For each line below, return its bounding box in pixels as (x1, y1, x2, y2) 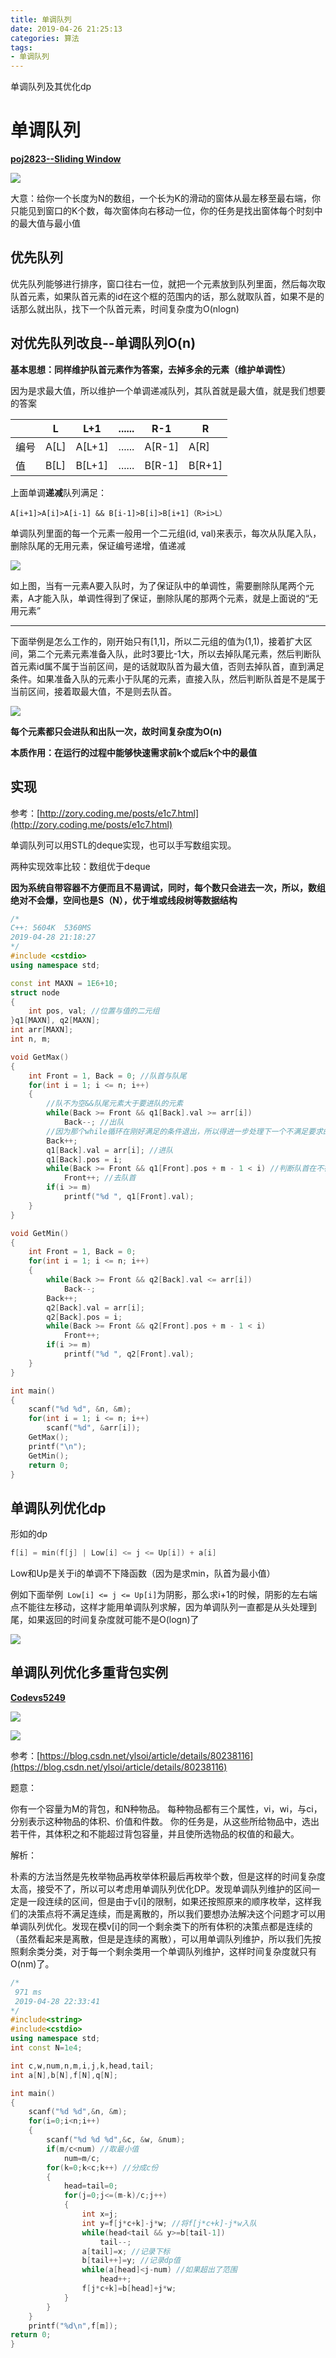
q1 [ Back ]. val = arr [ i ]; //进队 (46, 1145, 174, 1155)
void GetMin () (10, 1228, 70, 1238)
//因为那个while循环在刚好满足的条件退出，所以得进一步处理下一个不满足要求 (46, 1126, 323, 1136)
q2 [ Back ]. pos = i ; (46, 1312, 123, 1322)
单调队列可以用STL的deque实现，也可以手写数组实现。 (10, 839, 237, 851)
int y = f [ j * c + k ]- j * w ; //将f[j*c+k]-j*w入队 (81, 2218, 257, 2228)
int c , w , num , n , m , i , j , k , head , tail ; (10, 2061, 155, 2071)
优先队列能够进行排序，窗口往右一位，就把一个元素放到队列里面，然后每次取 (10, 277, 326, 290)
